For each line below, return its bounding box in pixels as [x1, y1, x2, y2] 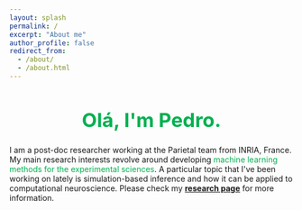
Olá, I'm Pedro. [81, 107, 222, 132]
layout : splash [9, 13, 67, 23]
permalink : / [9, 22, 59, 31]
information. [9, 192, 55, 203]
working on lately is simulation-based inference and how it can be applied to [9, 173, 293, 184]
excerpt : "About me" [9, 30, 87, 39]
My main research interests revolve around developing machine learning [9, 154, 278, 165]
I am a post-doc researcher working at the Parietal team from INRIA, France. [9, 144, 292, 155]
